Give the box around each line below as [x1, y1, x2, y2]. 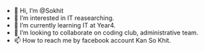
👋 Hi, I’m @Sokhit [13, 7, 64, 14]
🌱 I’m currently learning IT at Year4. [13, 21, 116, 29]
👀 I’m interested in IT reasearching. [13, 14, 114, 22]
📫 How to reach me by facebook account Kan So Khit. [13, 37, 172, 44]
